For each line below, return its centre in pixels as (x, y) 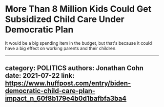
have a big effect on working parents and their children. (61, 48)
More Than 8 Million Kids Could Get (78, 9)
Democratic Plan (39, 30)
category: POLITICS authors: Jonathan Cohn (74, 68)
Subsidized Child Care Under (65, 19)
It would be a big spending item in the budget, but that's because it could (79, 43)
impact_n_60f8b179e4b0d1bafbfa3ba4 (66, 98)
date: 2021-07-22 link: (40, 76)
